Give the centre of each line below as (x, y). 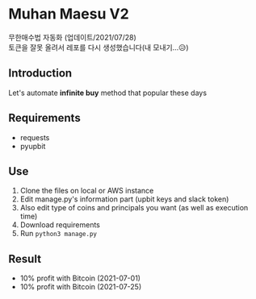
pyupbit (33, 146)
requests (35, 137)
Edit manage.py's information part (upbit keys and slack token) (124, 199)
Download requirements (60, 225)
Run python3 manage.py (58, 234)
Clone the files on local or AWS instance (87, 191)
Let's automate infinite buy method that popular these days (108, 93)
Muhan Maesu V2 (69, 14)
